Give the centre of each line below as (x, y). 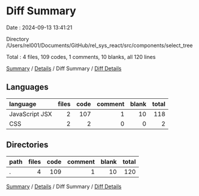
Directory (18, 39)
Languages (27, 87)
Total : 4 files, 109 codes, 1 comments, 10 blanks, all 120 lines (81, 57)
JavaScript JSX (31, 114)
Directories (27, 145)
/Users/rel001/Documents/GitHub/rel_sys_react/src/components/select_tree (99, 45)
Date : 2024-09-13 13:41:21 (39, 27)
